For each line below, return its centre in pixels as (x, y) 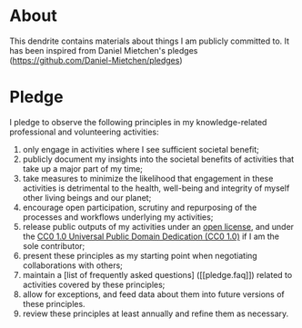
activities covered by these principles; (94, 284)
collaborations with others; (72, 265)
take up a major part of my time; (83, 168)
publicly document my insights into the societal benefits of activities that (158, 159)
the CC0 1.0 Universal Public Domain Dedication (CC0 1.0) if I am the (151, 236)
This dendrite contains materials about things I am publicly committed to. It (149, 41)
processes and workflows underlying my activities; (118, 217)
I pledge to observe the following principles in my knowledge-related (138, 122)
